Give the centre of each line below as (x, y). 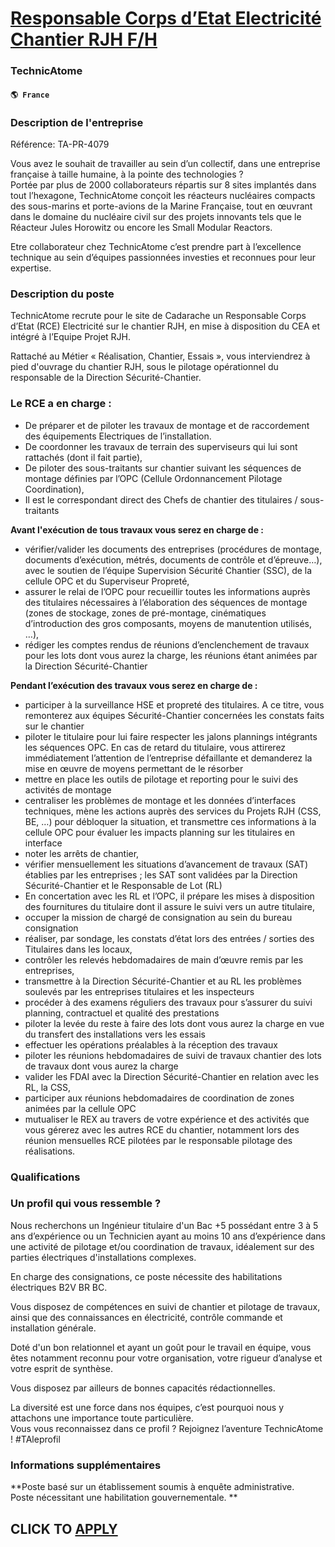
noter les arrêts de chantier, (82, 853)
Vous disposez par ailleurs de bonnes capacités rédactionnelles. (143, 1388)
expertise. (31, 268)
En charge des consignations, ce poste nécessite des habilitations (146, 1276)
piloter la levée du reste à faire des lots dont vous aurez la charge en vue (174, 1023)
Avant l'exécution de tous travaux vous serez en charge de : (137, 529)
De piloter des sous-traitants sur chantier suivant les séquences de (163, 468)
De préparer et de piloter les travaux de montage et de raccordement (167, 425)
